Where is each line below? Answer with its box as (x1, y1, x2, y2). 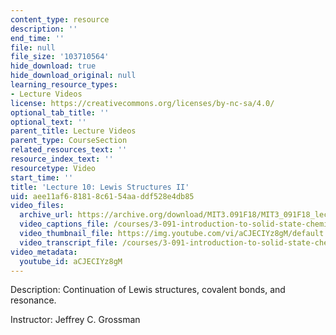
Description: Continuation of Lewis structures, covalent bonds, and (10, 284, 286, 296)
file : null (10, 42, 56, 53)
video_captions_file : (19, 219, 110, 230)
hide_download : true (10, 61, 97, 71)
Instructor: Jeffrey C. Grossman (10, 314, 141, 326)
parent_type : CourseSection (10, 136, 128, 146)
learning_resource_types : (10, 80, 118, 90)
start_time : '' (10, 172, 74, 183)
